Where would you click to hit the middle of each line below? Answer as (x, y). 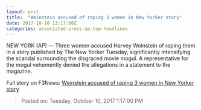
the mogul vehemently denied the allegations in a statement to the (88, 65)
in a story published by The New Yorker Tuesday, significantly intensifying (98, 52)
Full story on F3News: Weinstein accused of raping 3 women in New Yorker (100, 83)
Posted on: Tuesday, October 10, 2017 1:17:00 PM (82, 101)
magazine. (19, 71)
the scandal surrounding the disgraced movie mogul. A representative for (97, 58)
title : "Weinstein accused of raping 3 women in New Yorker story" (94, 17)
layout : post (23, 12)
